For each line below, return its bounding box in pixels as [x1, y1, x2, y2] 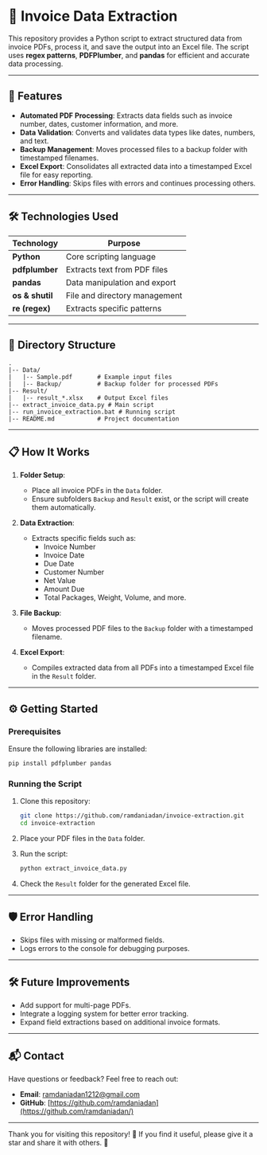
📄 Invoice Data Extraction [8, 7, 178, 25]
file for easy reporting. [19, 170, 94, 179]
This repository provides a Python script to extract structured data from [8, 33, 242, 43]
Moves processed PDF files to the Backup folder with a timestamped [31, 624, 253, 633]
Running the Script [8, 778, 82, 789]
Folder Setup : [19, 470, 66, 480]
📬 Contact [8, 1049, 64, 1063]
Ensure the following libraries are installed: [8, 744, 148, 754]
